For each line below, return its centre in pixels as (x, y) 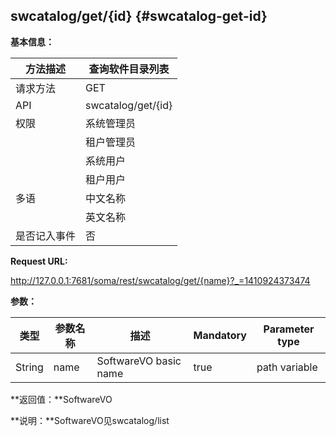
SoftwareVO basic (139, 361)
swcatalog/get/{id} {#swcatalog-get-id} (139, 16)
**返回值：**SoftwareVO (61, 399)
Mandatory (220, 335)
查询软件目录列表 (129, 69)
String (29, 367)
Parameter (289, 329)
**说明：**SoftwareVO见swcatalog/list (90, 420)
